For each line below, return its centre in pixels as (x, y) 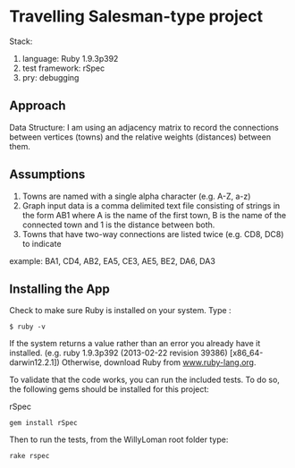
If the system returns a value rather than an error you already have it (135, 344)
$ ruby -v (28, 327)
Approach (38, 106)
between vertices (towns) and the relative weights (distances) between (140, 137)
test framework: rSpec (63, 68)
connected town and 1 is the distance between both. (118, 225)
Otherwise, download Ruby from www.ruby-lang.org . (159, 362)
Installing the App (59, 289)
